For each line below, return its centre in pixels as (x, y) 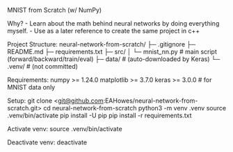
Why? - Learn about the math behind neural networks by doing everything (113, 23)
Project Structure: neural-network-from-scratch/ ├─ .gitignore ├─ (102, 44)
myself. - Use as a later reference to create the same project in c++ (104, 31)
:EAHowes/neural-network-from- (151, 101)
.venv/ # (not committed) (43, 66)
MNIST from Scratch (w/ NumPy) (55, 10)
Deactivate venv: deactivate (47, 142)
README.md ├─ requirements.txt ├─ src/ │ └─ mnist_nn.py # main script (112, 52)
